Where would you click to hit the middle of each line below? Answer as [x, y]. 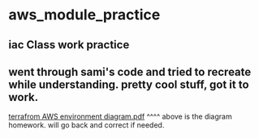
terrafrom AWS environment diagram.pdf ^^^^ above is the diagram [121, 117]
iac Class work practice [69, 45]
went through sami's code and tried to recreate [130, 71]
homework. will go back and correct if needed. [86, 125]
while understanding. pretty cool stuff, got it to [129, 84]
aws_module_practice [84, 15]
